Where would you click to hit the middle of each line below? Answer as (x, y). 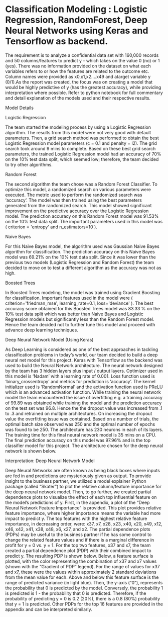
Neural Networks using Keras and (77, 31)
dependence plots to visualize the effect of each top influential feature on (81, 497)
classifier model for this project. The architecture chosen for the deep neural (84, 446)
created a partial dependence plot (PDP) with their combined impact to (78, 550)
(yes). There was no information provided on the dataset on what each (78, 66)
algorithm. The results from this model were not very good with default (78, 132)
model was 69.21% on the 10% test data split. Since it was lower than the (81, 257)
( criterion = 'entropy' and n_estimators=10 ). (51, 227)
